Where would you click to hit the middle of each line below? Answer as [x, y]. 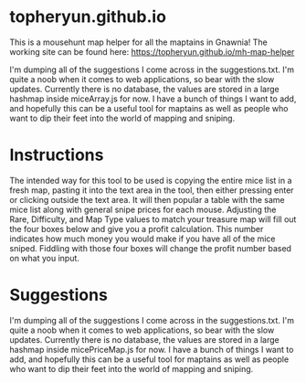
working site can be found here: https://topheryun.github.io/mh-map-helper [152, 51]
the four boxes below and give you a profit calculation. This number [137, 229]
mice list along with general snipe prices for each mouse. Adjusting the [143, 209]
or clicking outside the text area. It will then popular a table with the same [147, 199]
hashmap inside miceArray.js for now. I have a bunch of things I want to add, [153, 99]
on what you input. [45, 258]
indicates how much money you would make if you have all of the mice [142, 239]
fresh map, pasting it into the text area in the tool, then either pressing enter [152, 190]
